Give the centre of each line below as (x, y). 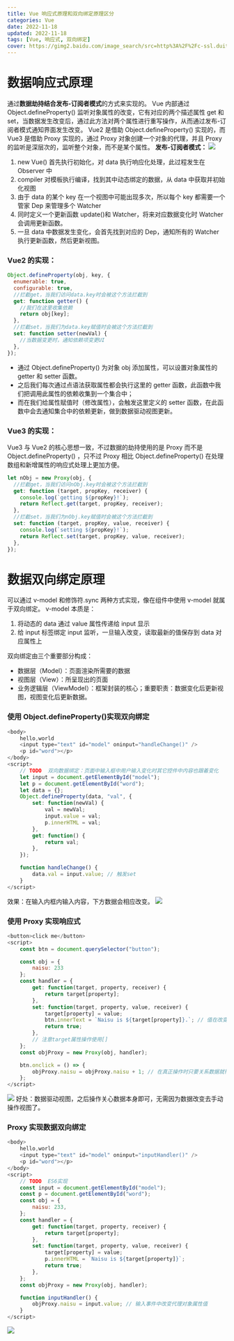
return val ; (62, 842)
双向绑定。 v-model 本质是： (54, 609)
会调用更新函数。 (42, 223)
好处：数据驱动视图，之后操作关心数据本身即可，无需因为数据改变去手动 (119, 1099)
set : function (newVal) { (68, 803)
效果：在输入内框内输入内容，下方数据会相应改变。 (80, 901)
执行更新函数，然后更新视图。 (60, 240)
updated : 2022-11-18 (37, 33)
